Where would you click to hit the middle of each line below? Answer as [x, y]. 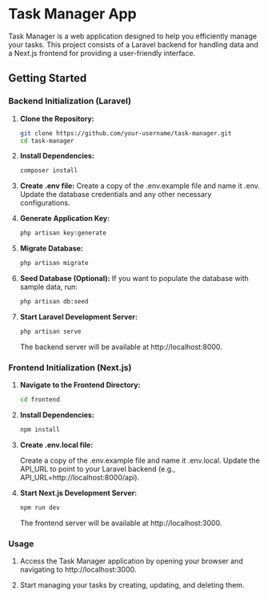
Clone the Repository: [57, 118]
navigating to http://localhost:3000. [78, 569]
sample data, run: [49, 287]
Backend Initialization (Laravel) [70, 101]
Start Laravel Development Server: [79, 316]
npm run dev [40, 508]
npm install [40, 429]
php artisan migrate [54, 263]
